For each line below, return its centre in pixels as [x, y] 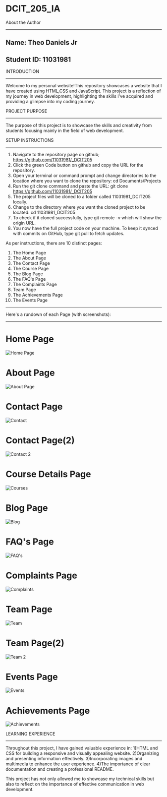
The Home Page [29, 253]
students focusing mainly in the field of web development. [65, 131]
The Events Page [30, 300]
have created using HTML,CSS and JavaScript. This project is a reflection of [83, 91]
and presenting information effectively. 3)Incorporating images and [74, 759]
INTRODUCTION [22, 71]
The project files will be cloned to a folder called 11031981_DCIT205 [82, 197]
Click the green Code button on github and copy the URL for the [78, 165]
